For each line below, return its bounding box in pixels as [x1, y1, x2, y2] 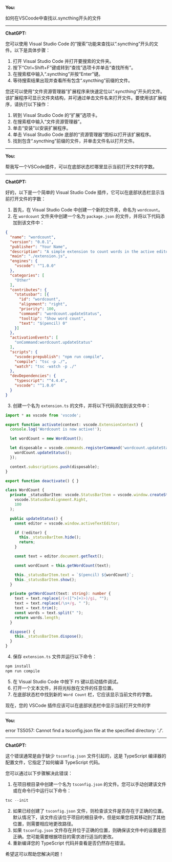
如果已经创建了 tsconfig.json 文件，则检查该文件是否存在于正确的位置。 [12, 807, 166, 814]
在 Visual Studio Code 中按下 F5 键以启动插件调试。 [12, 678, 121, 684]
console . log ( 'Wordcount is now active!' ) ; [10, 427, 102, 432]
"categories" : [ [10, 273, 45, 278]
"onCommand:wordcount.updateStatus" [14, 340, 93, 345]
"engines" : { [10, 258, 38, 264]
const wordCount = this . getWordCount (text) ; [14, 563, 111, 568]
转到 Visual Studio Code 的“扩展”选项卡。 [12, 112, 100, 118]
